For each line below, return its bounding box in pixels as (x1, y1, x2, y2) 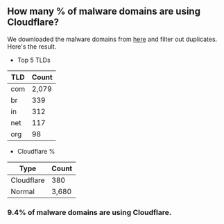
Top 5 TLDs (17, 56, 51, 64)
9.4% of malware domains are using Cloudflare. (7, 207, 172, 217)
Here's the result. (7, 42, 57, 51)
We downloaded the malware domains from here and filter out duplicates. (7, 35, 218, 43)
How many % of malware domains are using (7, 6, 201, 17)
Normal (10, 186, 35, 196)
